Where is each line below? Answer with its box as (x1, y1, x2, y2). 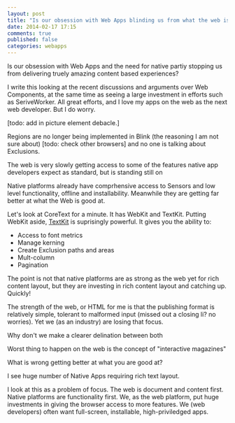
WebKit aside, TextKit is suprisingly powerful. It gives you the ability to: (7, 217, 212, 226)
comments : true (7, 29, 52, 37)
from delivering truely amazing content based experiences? (7, 69, 179, 78)
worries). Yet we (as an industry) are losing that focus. (7, 317, 164, 326)
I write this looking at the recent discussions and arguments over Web (7, 83, 208, 91)
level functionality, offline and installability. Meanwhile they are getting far (7, 189, 219, 197)
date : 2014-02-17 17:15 (7, 23, 77, 30)
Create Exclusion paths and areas (17, 246, 115, 254)
